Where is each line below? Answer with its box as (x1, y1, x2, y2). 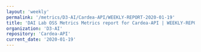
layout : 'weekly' (6, 8, 50, 15)
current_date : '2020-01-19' (6, 36, 77, 42)
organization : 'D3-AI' (6, 25, 63, 32)
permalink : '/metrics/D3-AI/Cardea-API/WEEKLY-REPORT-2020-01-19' (6, 14, 175, 20)
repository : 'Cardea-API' (6, 31, 71, 37)
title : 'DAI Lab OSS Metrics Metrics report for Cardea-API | (6, 20, 165, 26)
